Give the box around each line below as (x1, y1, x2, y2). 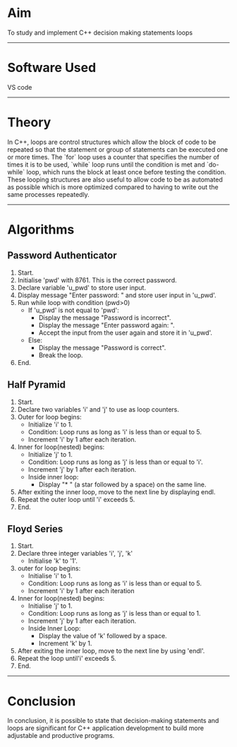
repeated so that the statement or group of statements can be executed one (7, 145, 229, 153)
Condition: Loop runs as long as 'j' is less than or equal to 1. (28, 609, 201, 618)
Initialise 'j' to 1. (28, 602, 73, 610)
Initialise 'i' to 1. (28, 572, 73, 580)
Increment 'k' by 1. (38, 639, 92, 647)
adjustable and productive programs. (7, 731, 115, 740)
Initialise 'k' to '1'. (28, 556, 78, 566)
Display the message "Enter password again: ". (38, 321, 175, 329)
